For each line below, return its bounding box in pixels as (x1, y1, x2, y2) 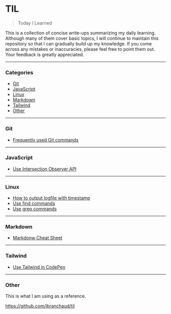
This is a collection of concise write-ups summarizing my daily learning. (5, 30, 156, 36)
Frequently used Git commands (12, 137, 79, 143)
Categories (5, 69, 34, 76)
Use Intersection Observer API (12, 166, 77, 172)
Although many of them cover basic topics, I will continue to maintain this (5, 35, 159, 41)
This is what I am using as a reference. (5, 293, 87, 299)
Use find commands (12, 200, 55, 206)
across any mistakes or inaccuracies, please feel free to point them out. (5, 46, 155, 52)
